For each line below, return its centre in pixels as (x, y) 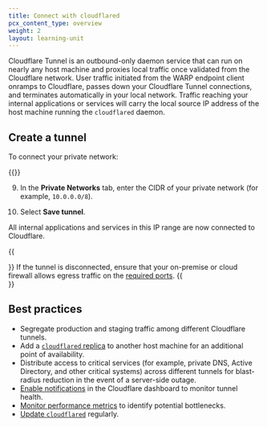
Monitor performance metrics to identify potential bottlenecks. (123, 405)
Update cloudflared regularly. (69, 413)
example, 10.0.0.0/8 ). (57, 197)
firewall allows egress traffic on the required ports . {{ (95, 276)
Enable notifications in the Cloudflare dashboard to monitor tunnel (129, 388)
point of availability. (52, 354)
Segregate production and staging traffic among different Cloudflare (133, 328)
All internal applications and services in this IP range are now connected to (131, 228)
